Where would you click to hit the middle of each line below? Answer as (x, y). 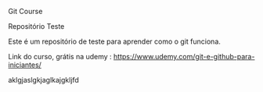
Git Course (25, 11)
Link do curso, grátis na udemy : (60, 57)
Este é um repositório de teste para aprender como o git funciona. (115, 41)
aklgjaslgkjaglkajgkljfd (44, 80)
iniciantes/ (25, 65)
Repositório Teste (36, 26)
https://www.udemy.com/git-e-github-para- (184, 57)
